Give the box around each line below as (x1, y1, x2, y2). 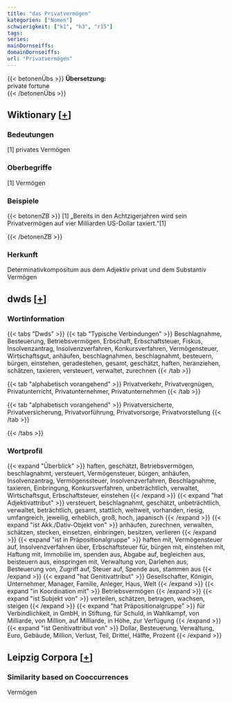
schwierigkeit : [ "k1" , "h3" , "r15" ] (7, 23, 113, 30)
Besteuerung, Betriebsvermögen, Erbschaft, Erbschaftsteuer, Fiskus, (7, 337, 203, 345)
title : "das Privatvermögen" (7, 10, 91, 17)
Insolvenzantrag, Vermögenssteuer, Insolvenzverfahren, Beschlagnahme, (7, 476, 217, 485)
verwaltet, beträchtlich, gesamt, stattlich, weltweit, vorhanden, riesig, (7, 506, 204, 514)
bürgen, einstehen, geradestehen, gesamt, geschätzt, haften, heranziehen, (7, 359, 221, 367)
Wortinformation (7, 313, 64, 323)
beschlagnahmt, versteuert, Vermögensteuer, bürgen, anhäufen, (7, 469, 190, 478)
